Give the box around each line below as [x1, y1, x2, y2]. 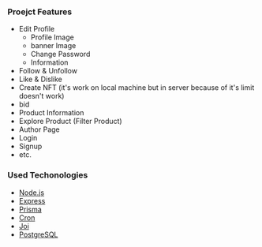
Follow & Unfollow [18, 66, 78, 76]
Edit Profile [18, 24, 55, 34]
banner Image [30, 41, 77, 51]
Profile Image [30, 32, 74, 42]
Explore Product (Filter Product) [18, 117, 123, 126]
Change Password [30, 50, 91, 59]
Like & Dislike [18, 74, 62, 84]
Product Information [18, 108, 84, 118]
